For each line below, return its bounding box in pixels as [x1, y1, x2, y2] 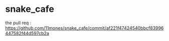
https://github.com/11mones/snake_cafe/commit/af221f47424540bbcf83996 [5, 25, 164, 31]
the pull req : [5, 20, 32, 26]
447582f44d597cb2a [5, 30, 49, 36]
